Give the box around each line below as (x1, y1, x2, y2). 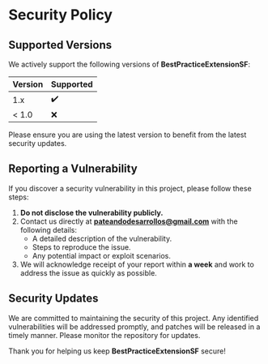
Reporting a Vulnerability (8, 162, 138, 176)
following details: (19, 225, 77, 234)
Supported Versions (8, 38, 112, 52)
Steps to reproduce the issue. (32, 242, 131, 252)
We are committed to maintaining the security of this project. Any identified (8, 313, 259, 323)
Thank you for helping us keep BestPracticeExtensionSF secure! (8, 346, 227, 356)
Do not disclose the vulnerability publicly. (19, 208, 164, 217)
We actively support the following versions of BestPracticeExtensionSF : (8, 59, 251, 69)
